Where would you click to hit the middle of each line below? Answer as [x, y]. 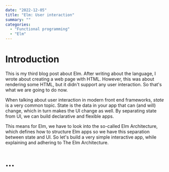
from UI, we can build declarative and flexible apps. [60, 116]
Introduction [32, 59]
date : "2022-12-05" [26, 10]
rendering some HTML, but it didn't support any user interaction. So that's [83, 84]
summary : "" [18, 20]
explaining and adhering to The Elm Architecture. [57, 142]
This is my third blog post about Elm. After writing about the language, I [81, 73]
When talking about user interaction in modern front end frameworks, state [85, 100]
